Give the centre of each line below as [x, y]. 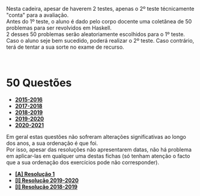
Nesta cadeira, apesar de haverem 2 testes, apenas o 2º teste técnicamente [100, 9]
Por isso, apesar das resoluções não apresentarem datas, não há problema [99, 149]
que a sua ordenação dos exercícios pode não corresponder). [83, 162]
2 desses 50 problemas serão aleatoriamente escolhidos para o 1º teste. [95, 34]
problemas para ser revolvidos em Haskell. [59, 28]
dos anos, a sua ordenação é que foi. [52, 143]
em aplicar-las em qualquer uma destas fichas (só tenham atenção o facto [98, 156]
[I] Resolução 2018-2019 [46, 186]
